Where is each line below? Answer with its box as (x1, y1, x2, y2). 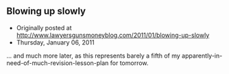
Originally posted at (16, 23, 72, 32)
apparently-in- (182, 51, 223, 60)
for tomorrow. (110, 58, 149, 67)
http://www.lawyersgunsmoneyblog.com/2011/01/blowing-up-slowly (16, 31, 210, 39)
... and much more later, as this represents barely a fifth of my (6, 51, 181, 60)
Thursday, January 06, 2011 (16, 38, 95, 47)
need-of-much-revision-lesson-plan (6, 58, 109, 67)
